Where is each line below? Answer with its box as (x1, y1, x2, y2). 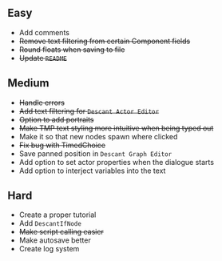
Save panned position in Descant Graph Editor (18, 148, 172, 159)
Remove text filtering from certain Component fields (18, 36, 191, 46)
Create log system (18, 244, 80, 254)
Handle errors (18, 98, 65, 107)
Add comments (18, 27, 69, 37)
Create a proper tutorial (18, 210, 97, 219)
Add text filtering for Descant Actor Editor (18, 106, 160, 115)
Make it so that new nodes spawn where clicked (18, 131, 178, 141)
